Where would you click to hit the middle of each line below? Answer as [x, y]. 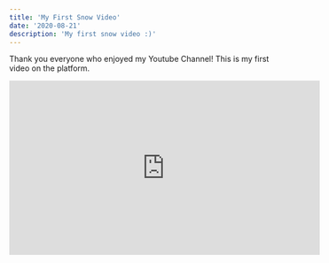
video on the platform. [50, 68]
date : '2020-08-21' [45, 26]
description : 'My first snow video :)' [83, 34]
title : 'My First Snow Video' [65, 17]
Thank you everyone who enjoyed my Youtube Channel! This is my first [139, 59]
